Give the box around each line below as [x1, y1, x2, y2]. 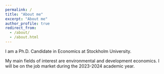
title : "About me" [5, 12, 43, 17]
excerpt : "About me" [5, 16, 48, 21]
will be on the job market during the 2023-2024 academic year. [5, 63, 135, 69]
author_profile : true [5, 21, 50, 26]
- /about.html [9, 35, 39, 40]
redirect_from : [5, 26, 37, 31]
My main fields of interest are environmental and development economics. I [5, 58, 160, 64]
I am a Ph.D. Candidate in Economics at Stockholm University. [5, 48, 132, 54]
